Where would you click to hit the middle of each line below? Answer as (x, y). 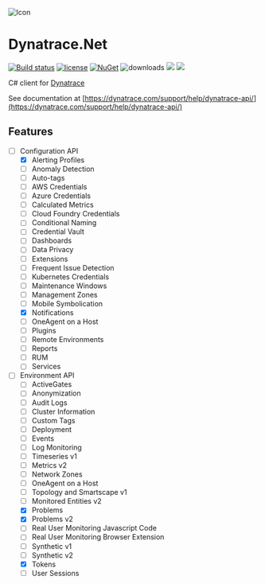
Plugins (44, 331)
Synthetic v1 (52, 546)
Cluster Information (63, 411)
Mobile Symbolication (67, 303)
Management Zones (64, 294)
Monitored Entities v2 (66, 501)
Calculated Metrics (62, 205)
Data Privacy (53, 250)
